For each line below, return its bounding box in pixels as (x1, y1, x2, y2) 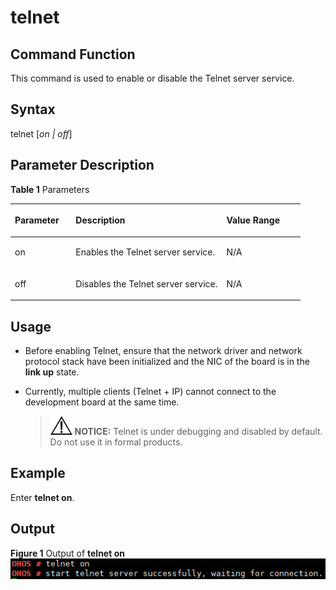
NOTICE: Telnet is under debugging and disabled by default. (74, 425, 323, 437)
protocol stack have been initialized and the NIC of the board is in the (24, 355, 310, 367)
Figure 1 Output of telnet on (10, 547, 125, 559)
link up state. (24, 366, 80, 378)
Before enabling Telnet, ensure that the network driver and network (24, 344, 303, 356)
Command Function (10, 46, 136, 63)
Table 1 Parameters (10, 183, 90, 195)
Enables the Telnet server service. (75, 246, 216, 258)
